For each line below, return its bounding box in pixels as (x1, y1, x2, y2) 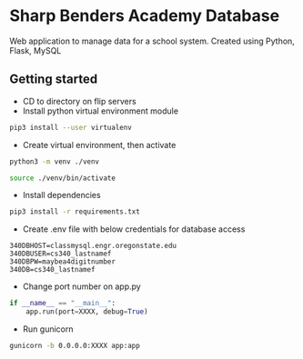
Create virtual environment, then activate (22, 139, 177, 150)
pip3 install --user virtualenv (9, 123, 132, 132)
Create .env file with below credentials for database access (22, 224, 246, 234)
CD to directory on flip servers (22, 95, 136, 106)
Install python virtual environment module (22, 105, 179, 116)
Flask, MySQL (9, 45, 62, 55)
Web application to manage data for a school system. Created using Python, (9, 35, 296, 46)
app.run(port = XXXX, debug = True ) (25, 307, 148, 316)
